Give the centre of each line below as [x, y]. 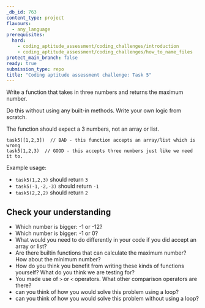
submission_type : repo [35, 69]
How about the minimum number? [58, 260]
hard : [19, 40]
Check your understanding [59, 212]
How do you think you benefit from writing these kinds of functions [100, 266]
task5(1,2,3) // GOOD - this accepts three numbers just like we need [99, 151]
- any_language [31, 29]
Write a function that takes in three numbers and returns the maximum [95, 92]
